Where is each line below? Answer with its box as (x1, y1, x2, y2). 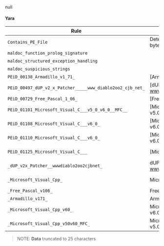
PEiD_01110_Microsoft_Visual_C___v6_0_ (7, 135, 100, 141)
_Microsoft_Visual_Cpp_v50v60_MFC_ (7, 221, 90, 227)
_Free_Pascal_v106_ (7, 188, 53, 194)
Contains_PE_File (7, 39, 48, 45)
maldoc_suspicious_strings (7, 66, 70, 72)
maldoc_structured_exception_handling (7, 58, 98, 64)
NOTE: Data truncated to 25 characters (17, 236, 96, 242)
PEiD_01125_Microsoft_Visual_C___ (7, 149, 88, 155)
